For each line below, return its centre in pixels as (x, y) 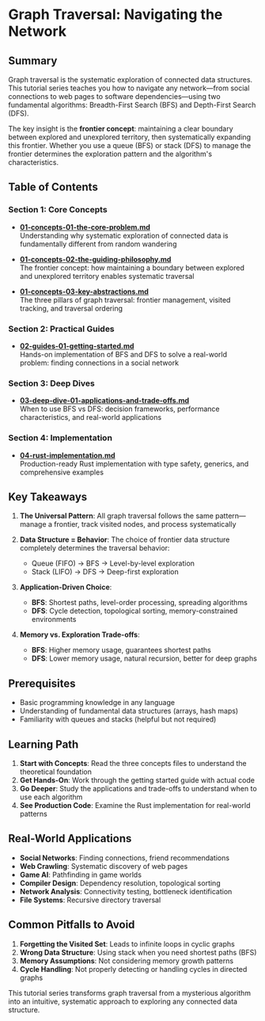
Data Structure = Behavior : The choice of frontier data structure (125, 539)
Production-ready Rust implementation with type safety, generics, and (134, 463)
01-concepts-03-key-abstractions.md (84, 291)
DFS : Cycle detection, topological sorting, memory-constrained (134, 611)
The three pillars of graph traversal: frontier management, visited (125, 299)
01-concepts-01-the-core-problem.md (85, 227)
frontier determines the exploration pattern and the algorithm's (110, 154)
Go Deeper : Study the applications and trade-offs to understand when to (138, 789)
